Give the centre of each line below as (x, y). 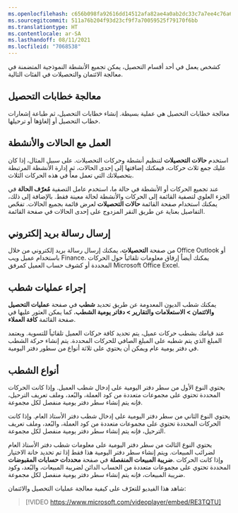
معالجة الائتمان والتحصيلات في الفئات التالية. (65, 74)
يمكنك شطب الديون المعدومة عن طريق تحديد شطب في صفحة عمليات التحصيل (112, 305)
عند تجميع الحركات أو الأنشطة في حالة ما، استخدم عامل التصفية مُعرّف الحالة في (113, 188)
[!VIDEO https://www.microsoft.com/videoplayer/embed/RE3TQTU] (123, 502)
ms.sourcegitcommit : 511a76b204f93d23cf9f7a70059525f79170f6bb (103, 20)
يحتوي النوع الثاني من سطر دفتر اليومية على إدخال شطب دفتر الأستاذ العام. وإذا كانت (119, 416)
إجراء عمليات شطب (47, 288)
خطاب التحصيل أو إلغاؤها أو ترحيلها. (54, 121)
